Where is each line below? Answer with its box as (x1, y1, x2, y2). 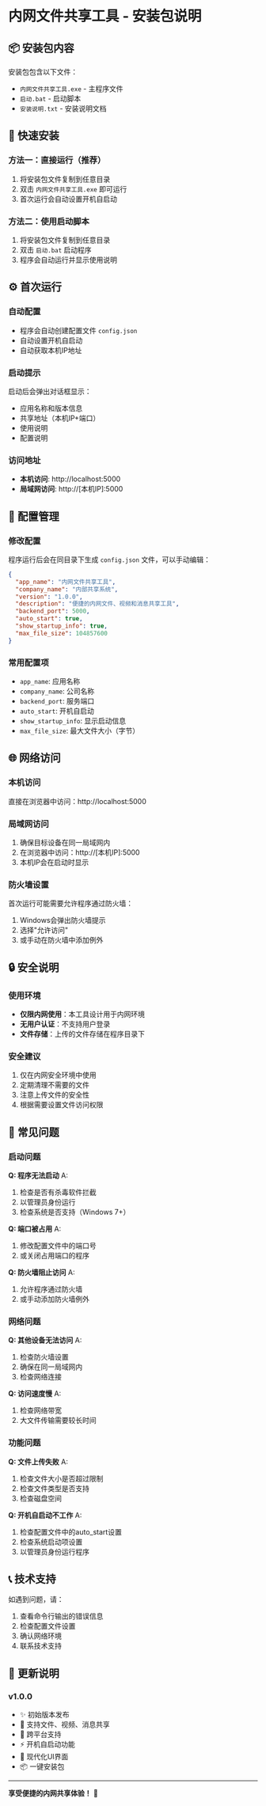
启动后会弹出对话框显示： (8, 386, 92, 396)
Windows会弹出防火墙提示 (19, 916, 106, 925)
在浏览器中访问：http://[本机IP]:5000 (19, 848, 140, 857)
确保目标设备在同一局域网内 (19, 837, 111, 847)
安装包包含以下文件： (8, 67, 78, 76)
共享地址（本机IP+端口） (19, 413, 101, 423)
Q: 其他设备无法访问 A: (8, 1335, 82, 1345)
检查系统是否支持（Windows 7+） (19, 1207, 131, 1216)
